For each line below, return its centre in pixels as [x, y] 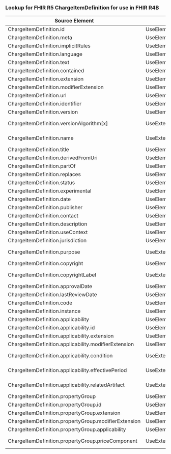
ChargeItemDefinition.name [41, 138]
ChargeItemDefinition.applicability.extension [61, 336]
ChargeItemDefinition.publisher [45, 208]
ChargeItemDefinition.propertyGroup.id [55, 405]
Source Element [74, 21]
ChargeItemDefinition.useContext [48, 232]
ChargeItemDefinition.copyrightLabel [52, 275]
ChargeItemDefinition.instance [44, 311]
